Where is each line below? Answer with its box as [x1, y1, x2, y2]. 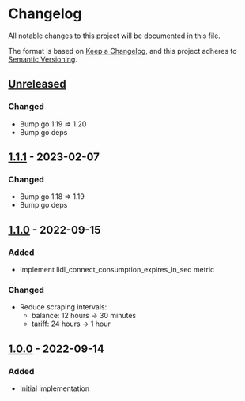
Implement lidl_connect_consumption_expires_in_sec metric [19, 265, 215, 274]
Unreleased [8, 77, 67, 91]
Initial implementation [19, 384, 90, 393]
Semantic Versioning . [8, 54, 77, 64]
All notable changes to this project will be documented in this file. [8, 31, 221, 40]
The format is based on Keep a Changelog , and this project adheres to [8, 46, 237, 55]
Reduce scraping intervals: [19, 302, 107, 312]
